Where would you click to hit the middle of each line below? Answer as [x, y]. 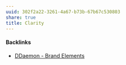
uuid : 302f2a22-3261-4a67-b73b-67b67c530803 [63, 12]
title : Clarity [25, 23]
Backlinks [19, 42]
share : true [21, 17]
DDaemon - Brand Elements [49, 55]
